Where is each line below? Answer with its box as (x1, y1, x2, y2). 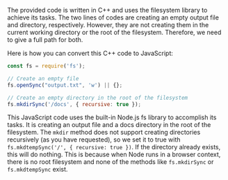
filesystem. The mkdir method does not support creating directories (7, 128, 201, 137)
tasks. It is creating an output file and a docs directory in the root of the (7, 121, 211, 129)
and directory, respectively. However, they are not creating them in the (7, 21, 209, 29)
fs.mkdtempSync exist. (7, 165, 68, 174)
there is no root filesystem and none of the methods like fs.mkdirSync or (7, 158, 214, 166)
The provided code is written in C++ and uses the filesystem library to (7, 6, 208, 14)
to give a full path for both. (7, 36, 83, 44)
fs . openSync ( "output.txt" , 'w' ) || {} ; (7, 82, 123, 89)
